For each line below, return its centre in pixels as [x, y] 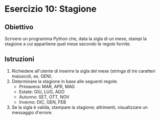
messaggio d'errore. [32, 112]
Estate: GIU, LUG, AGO [42, 92]
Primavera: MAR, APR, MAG [47, 86]
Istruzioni [20, 59]
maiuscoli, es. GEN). [32, 76]
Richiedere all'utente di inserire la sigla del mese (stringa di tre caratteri [83, 71]
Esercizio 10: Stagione [51, 9]
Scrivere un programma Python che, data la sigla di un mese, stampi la [76, 39]
